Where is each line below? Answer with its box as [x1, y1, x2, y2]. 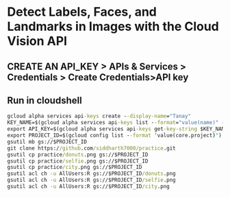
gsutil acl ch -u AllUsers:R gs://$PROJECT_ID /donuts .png [7, 170, 176, 177]
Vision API [7, 34, 67, 49]
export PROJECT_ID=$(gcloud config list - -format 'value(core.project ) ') [7, 132, 222, 139]
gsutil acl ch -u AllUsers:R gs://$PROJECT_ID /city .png [7, 183, 170, 190]
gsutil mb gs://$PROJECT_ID [7, 138, 88, 145]
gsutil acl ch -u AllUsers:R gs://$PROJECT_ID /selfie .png [7, 176, 176, 184]
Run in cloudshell [7, 94, 82, 106]
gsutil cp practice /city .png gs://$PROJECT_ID [7, 164, 142, 171]
